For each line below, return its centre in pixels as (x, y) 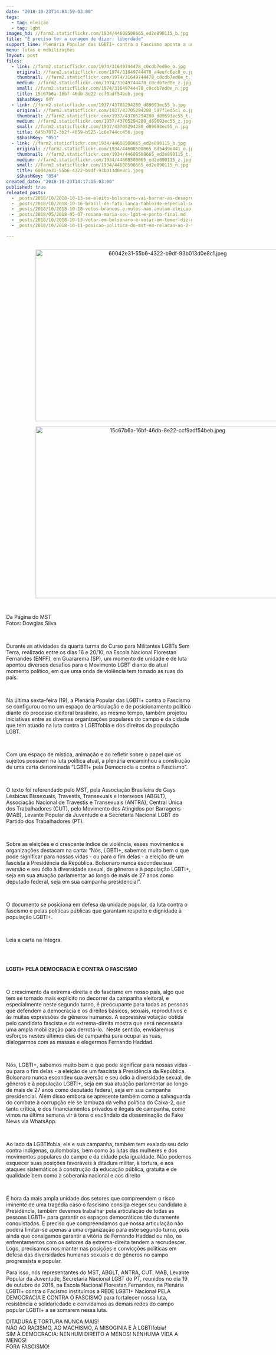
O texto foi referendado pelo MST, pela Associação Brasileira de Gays (91, 790)
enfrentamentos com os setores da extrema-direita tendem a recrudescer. (96, 1242)
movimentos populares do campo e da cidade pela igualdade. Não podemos (99, 1156)
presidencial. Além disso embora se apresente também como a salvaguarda (98, 1096)
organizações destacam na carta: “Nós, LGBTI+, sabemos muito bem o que (98, 850)
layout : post (22, 55)
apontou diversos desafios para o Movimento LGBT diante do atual (87, 665)
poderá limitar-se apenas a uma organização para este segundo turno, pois (98, 1229)
